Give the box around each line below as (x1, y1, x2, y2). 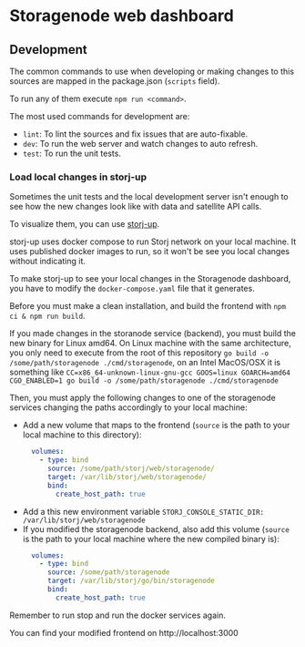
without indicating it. (9, 256, 86, 267)
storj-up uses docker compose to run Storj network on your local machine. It (9, 236, 297, 247)
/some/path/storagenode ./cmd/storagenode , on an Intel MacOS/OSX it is (9, 357, 280, 368)
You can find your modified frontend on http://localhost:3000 (9, 627, 239, 638)
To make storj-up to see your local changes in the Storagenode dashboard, (9, 273, 291, 284)
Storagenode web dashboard (9, 5, 234, 26)
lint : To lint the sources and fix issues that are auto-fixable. (22, 128, 249, 139)
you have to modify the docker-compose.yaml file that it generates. (9, 283, 255, 294)
